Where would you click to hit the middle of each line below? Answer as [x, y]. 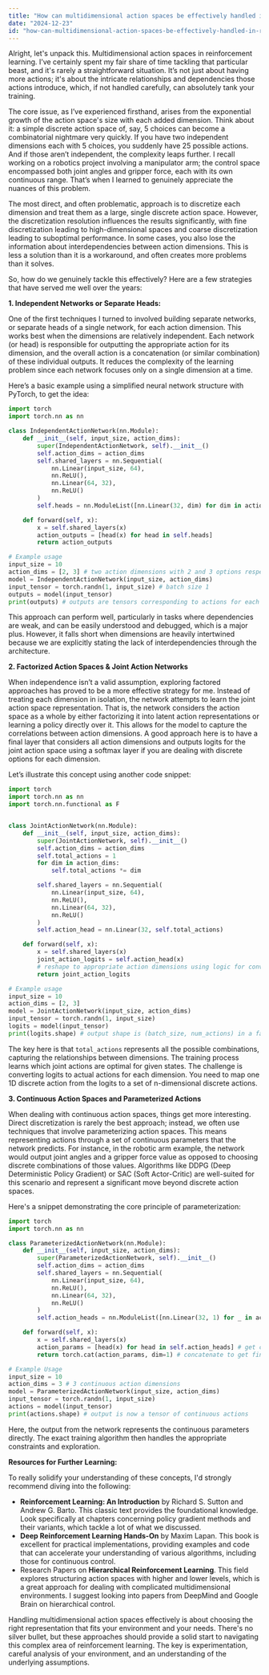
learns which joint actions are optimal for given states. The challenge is [125, 1066]
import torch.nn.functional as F [64, 805]
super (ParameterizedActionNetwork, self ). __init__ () [127, 1258]
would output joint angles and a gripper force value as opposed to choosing [133, 1156]
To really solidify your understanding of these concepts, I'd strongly [120, 1477]
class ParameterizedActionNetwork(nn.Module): [87, 1243]
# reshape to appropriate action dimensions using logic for [141, 967]
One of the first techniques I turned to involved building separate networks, [132, 319]
